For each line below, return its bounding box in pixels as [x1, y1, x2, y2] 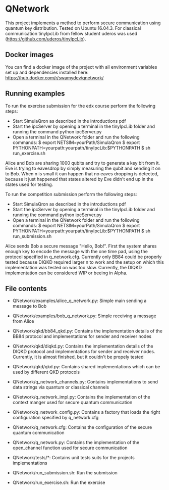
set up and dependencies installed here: [5, 69, 89, 75]
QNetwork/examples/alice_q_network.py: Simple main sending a [12, 298, 147, 304]
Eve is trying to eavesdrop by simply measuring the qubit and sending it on [5, 165, 161, 171]
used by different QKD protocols [12, 369, 80, 375]
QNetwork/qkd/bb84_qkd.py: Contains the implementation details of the [12, 328, 163, 334]
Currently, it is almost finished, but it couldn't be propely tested [12, 354, 144, 360]
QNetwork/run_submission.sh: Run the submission [12, 470, 118, 476]
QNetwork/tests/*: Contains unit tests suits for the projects [12, 455, 135, 461]
